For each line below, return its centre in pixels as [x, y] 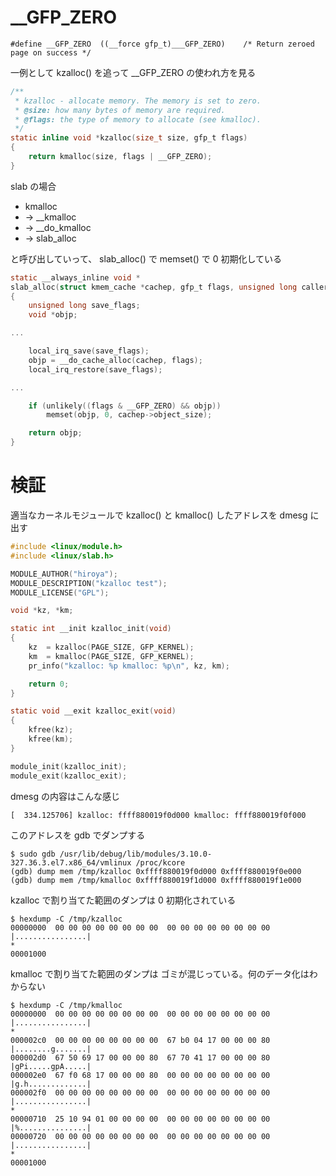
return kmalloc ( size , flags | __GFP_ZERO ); [120, 157]
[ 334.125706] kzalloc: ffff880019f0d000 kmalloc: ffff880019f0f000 [158, 815]
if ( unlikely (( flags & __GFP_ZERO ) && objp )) [125, 406]
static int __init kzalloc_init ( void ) [91, 629]
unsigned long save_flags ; [84, 306]
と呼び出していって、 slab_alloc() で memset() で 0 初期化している [146, 258]
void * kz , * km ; [42, 611]
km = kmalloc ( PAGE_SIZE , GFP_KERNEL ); [111, 656]
